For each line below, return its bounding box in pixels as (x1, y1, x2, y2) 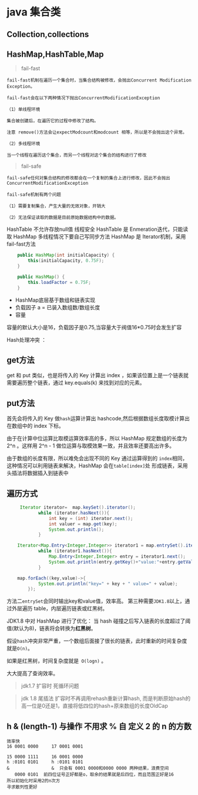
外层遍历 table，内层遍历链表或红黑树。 (11, 605, 108, 612)
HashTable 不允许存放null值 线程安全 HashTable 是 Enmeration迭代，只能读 (6, 225, 189, 233)
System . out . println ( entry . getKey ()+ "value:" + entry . (48, 559, 178, 565)
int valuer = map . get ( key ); (48, 521, 118, 527)
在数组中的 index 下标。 (6, 423, 64, 430)
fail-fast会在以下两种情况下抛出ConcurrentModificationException (6, 95, 160, 101)
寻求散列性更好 (6, 784, 38, 790)
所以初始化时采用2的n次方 (6, 778, 61, 784)
